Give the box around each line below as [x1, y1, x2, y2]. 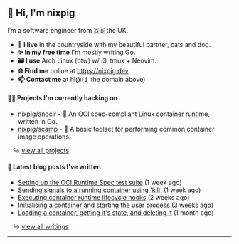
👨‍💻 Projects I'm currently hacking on [7, 94, 118, 102]
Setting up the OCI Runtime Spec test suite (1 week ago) [17, 179, 183, 187]
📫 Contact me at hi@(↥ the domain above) [17, 75, 146, 83]
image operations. [17, 132, 71, 141]
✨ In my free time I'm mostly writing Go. [17, 48, 136, 56]
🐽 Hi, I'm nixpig [7, 7, 75, 19]
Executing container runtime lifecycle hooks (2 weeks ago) [17, 193, 190, 202]
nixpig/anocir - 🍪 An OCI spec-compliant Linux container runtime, [17, 110, 210, 118]
